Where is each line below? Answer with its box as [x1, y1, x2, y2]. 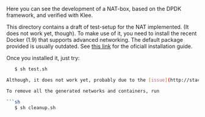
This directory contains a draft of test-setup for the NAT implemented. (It [6, 24, 189, 30]
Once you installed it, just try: [6, 55, 80, 61]
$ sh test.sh [14, 66, 48, 72]
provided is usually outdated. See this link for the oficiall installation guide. [6, 42, 193, 50]
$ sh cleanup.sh [14, 104, 56, 111]
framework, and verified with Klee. [6, 12, 93, 19]
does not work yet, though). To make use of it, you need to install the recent [6, 30, 197, 37]
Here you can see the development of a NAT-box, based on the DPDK [6, 5, 182, 12]
